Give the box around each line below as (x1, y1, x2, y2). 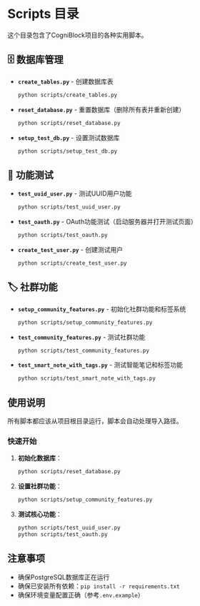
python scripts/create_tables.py (17, 91, 118, 99)
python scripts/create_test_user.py (17, 259, 127, 267)
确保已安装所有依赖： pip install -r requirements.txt (17, 582, 180, 590)
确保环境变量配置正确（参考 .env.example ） (17, 590, 144, 599)
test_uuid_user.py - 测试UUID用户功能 (17, 189, 132, 198)
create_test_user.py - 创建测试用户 (17, 245, 124, 253)
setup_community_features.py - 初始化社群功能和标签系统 (17, 304, 186, 313)
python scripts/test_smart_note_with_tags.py (17, 375, 156, 382)
